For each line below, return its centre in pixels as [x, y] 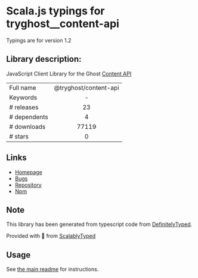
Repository [28, 185]
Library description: [44, 59]
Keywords [23, 97]
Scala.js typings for [55, 11]
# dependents [29, 117]
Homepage [29, 172]
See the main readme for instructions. [52, 269]
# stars [19, 136]
